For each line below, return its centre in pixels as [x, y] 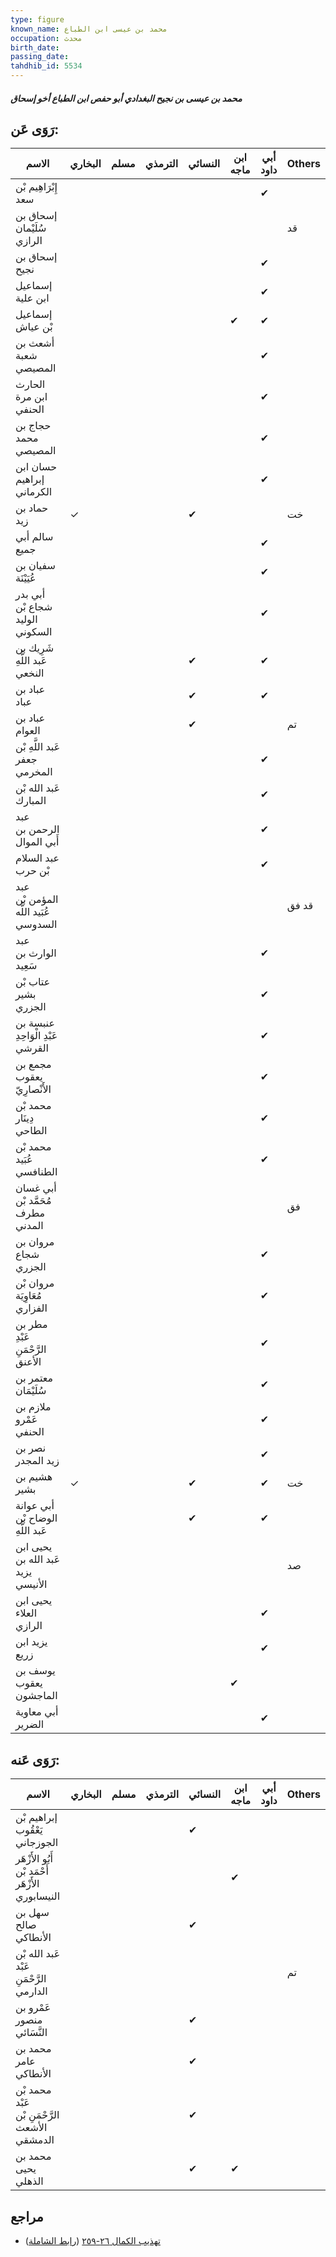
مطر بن [31, 1324]
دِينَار [25, 1118]
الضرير [30, 1724]
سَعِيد [26, 966]
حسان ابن [36, 467]
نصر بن [31, 1448]
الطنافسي [36, 1172]
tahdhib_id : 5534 [46, 66]
